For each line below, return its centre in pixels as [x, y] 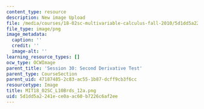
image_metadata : [27, 35]
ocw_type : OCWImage [31, 62]
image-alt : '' [29, 51]
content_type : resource [36, 12]
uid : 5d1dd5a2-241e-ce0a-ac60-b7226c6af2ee [62, 96]
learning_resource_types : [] [43, 57]
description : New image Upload [46, 18]
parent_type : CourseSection [42, 74]
